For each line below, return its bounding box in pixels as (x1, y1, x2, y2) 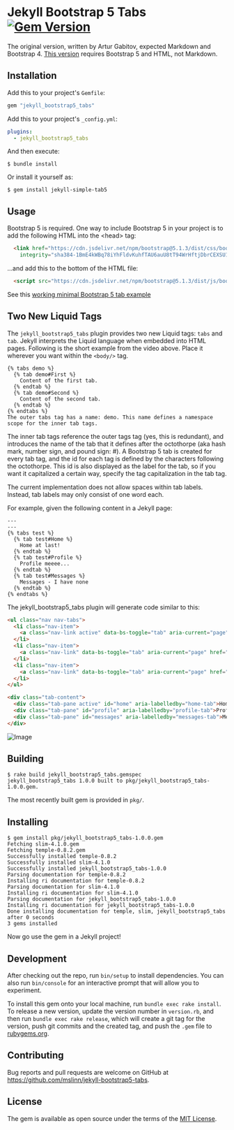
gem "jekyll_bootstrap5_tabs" (7, 102, 95, 109)
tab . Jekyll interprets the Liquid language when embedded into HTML (7, 336, 207, 345)
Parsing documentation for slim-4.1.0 (7, 883, 120, 891)
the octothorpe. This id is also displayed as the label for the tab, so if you (7, 462, 216, 470)
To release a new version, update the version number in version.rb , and (7, 1007, 214, 1015)
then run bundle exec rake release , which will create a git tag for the (7, 1015, 205, 1023)
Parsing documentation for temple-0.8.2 (7, 871, 127, 878)
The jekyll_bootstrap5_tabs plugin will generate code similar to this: (7, 602, 201, 611)
